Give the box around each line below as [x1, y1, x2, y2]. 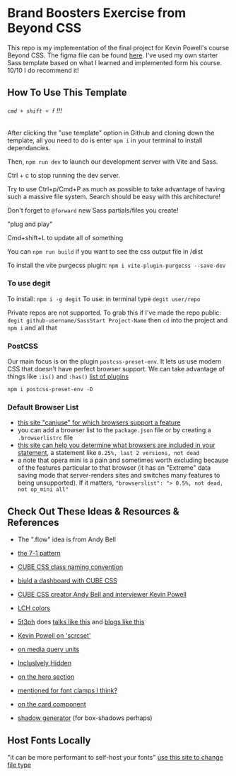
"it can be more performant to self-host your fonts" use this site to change [7, 753, 224, 762]
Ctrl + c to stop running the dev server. [7, 171, 121, 179]
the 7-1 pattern [17, 549, 61, 558]
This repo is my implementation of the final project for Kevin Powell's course [7, 43, 230, 52]
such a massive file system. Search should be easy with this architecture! [7, 192, 221, 201]
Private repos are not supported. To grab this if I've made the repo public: [7, 308, 221, 317]
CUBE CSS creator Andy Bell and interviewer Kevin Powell [17, 590, 187, 599]
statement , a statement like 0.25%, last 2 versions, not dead [17, 449, 200, 457]
